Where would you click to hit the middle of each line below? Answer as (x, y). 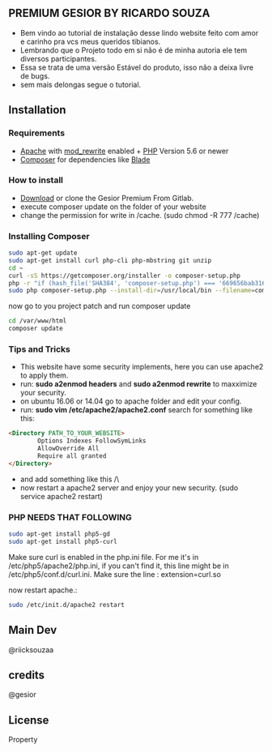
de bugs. (35, 75)
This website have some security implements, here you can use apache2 (142, 367)
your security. (43, 393)
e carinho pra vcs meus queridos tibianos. (90, 41)
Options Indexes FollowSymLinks (92, 441)
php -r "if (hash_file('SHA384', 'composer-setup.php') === (112, 283)
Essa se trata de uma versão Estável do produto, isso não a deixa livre (137, 67)
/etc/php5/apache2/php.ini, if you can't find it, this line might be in (119, 566)
